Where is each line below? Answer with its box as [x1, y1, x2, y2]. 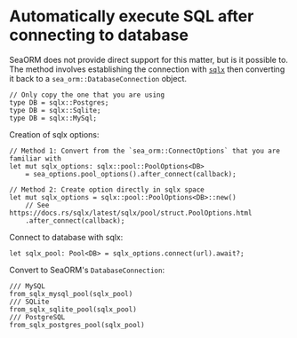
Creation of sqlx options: [9, 129, 100, 139]
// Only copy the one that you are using [9, 90, 165, 99]
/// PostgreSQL [9, 312, 66, 321]
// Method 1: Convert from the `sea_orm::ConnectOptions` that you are [9, 146, 280, 155]
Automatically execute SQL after [9, 6, 254, 27]
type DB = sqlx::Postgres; [9, 98, 109, 107]
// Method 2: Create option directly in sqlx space [9, 185, 205, 194]
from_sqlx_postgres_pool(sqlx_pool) [9, 320, 145, 329]
